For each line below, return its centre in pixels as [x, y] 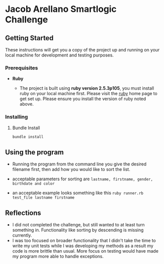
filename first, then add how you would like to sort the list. [71, 169]
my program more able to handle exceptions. [58, 257]
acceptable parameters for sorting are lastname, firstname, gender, [82, 179]
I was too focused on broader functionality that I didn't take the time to [84, 241]
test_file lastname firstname [43, 198]
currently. [22, 235]
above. [26, 104]
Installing [17, 117]
